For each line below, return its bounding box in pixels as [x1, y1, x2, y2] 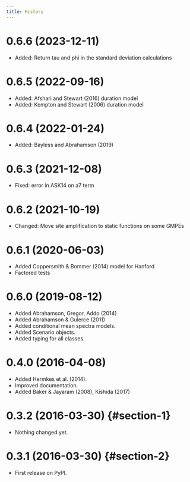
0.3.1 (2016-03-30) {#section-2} [6, 450, 170, 463]
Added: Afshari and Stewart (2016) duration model [14, 95, 138, 102]
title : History [6, 8, 44, 15]
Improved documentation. [14, 382, 78, 389]
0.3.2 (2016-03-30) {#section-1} [6, 409, 171, 422]
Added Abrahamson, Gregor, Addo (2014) [14, 310, 117, 317]
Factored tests [14, 269, 50, 277]
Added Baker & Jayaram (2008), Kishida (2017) [14, 388, 131, 396]
